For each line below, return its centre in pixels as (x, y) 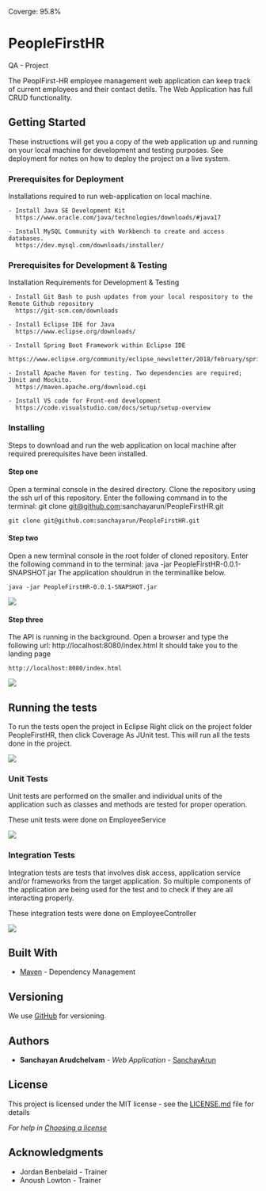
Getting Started (47, 122)
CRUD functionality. (40, 97)
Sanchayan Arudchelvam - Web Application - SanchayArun (118, 1060)
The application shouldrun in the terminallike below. (142, 573)
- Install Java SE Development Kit (67, 211)
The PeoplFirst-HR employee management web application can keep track (129, 80)
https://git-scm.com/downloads (67, 311)
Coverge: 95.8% (35, 11)
